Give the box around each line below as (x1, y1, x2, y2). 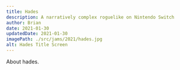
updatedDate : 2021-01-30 (6, 31, 68, 37)
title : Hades (6, 8, 39, 15)
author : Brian (6, 20, 42, 26)
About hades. (6, 58, 39, 65)
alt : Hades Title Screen (6, 42, 68, 48)
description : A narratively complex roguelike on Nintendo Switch (6, 14, 175, 20)
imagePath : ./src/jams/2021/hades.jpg (6, 36, 103, 42)
